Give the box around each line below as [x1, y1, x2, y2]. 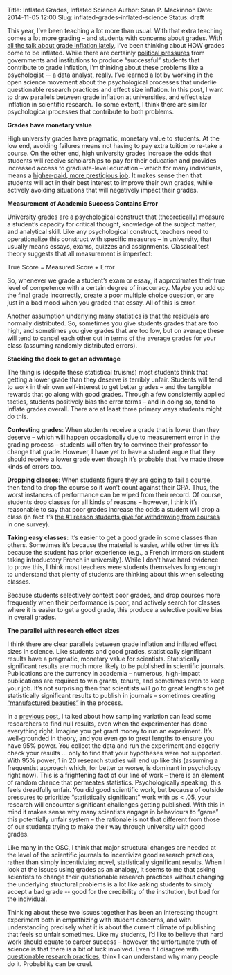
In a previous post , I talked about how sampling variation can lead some [7, 713, 212, 720]
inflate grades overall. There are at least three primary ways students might [7, 405, 222, 413]
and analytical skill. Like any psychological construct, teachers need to [7, 228, 209, 235]
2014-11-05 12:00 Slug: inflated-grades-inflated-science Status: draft [7, 13, 204, 21]
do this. [7, 412, 29, 420]
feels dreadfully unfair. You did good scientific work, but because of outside [7, 786, 224, 794]
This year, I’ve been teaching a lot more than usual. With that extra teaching [7, 27, 223, 35]
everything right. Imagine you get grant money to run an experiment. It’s [7, 727, 213, 735]
